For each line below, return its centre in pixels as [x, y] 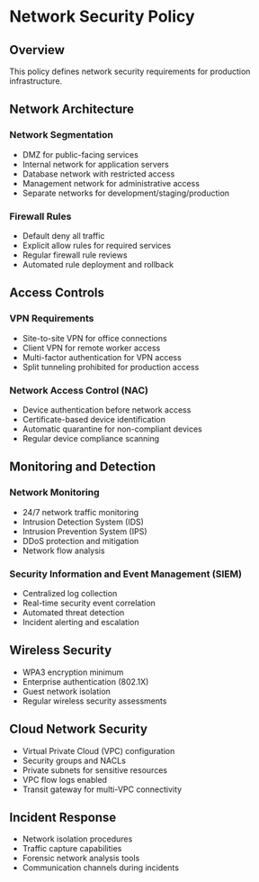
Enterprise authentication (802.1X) [85, 681]
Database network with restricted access [98, 174]
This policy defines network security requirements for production [130, 71]
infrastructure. [36, 81]
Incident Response [63, 817]
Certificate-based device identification [94, 419]
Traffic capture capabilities [72, 849]
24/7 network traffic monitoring [80, 512]
